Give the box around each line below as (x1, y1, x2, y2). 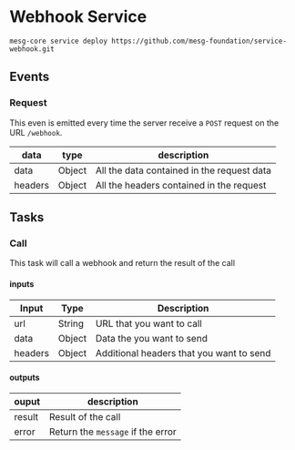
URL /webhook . (9, 127, 63, 138)
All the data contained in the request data (95, 164, 271, 177)
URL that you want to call (95, 317, 202, 330)
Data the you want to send (95, 332, 208, 344)
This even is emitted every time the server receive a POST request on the (9, 117, 280, 128)
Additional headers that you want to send (95, 346, 271, 359)
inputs (9, 278, 35, 289)
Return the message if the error (48, 425, 178, 438)
